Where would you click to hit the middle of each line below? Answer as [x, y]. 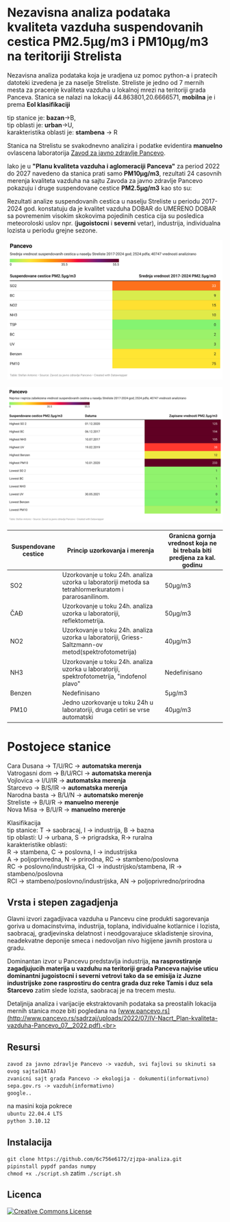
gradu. [16, 948]
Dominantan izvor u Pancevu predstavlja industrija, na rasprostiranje [104, 962]
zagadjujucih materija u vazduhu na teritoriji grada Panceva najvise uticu [113, 968]
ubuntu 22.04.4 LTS [35, 1114]
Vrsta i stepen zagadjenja [63, 903]
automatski [78, 717]
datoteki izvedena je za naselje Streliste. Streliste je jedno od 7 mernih [105, 82]
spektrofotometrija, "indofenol [104, 676]
